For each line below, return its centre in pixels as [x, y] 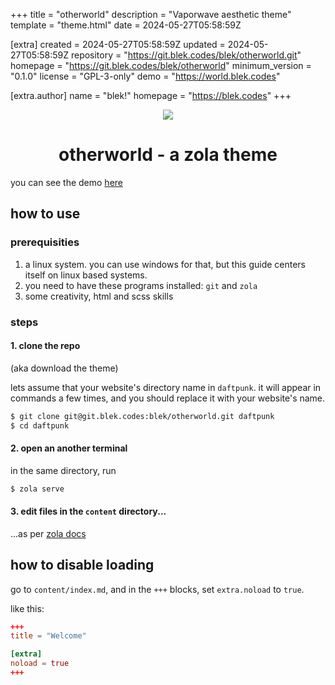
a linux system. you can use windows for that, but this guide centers [165, 264]
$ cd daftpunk [40, 425]
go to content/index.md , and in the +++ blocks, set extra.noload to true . [157, 589]
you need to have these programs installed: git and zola [141, 285]
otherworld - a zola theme [168, 155]
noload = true [40, 664]
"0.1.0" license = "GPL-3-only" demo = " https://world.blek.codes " [145, 76]
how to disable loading [82, 565]
